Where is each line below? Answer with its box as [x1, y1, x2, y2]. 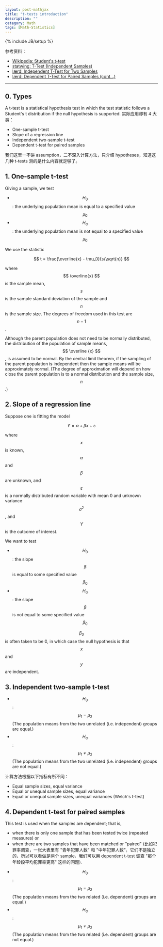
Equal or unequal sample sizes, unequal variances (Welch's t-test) [12, 794, 145, 800]
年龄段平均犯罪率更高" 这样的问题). [12, 859, 82, 865]
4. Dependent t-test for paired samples [5, 808, 125, 816]
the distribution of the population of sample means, [5, 340, 108, 346]
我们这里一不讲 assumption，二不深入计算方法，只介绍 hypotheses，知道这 [5, 152, 156, 158]
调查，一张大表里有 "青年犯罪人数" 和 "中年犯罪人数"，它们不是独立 [20, 847, 156, 853]
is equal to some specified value [12, 572, 77, 578]
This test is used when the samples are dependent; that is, [5, 820, 122, 827]
